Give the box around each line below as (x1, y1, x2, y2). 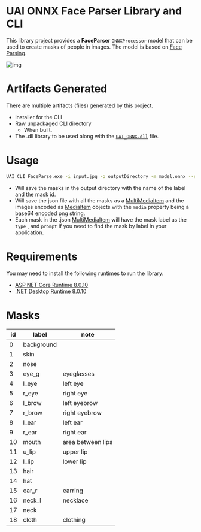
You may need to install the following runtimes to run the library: (6, 270, 164, 277)
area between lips (62, 437, 113, 446)
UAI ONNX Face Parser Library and (6, 4, 182, 18)
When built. (23, 126, 53, 133)
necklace (62, 496, 89, 504)
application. (14, 229, 44, 236)
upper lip (62, 448, 88, 456)
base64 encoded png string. (14, 210, 86, 217)
